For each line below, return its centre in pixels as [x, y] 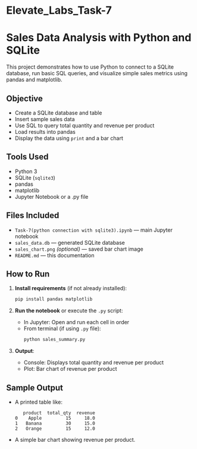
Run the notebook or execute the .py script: [69, 310]
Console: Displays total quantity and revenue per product [94, 362]
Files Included [33, 216]
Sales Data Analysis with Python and [99, 38]
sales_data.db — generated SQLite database [70, 242]
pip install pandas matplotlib [54, 299]
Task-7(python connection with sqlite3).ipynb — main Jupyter [93, 230]
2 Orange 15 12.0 [55, 428]
